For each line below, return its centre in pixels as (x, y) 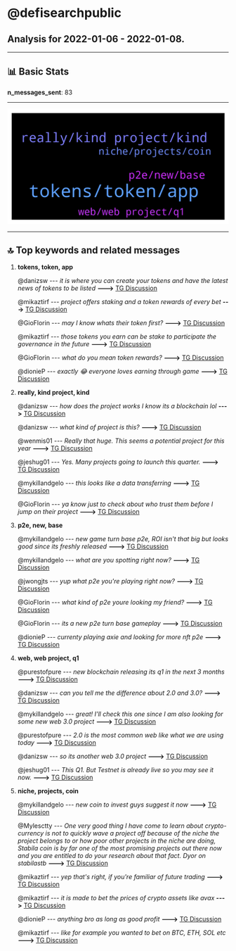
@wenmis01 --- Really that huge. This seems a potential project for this (121, 441)
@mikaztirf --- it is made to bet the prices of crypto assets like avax (116, 898)
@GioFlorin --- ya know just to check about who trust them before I (115, 504)
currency (31, 833)
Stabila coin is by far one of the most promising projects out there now (120, 848)
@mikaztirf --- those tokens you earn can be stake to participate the (117, 336)
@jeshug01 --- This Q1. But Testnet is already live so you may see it (116, 770)
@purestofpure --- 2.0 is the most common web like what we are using (120, 735)
